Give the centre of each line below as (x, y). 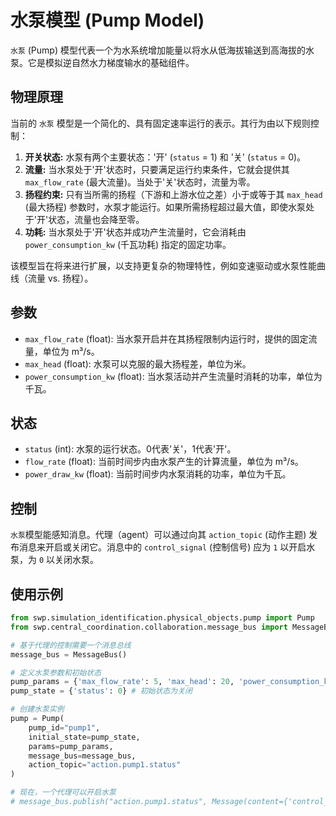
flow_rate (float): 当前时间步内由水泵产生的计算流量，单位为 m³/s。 (164, 462)
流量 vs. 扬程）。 (60, 278)
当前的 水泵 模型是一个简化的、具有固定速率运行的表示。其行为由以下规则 (160, 123)
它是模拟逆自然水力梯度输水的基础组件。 (111, 62)
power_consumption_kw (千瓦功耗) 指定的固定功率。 (128, 244)
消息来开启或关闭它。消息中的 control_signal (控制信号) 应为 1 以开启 (162, 547)
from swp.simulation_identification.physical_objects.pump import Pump (162, 618)
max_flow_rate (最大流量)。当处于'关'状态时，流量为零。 (140, 182)
